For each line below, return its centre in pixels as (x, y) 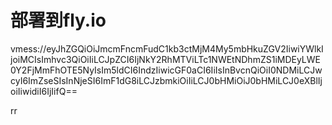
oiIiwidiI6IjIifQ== (44, 91)
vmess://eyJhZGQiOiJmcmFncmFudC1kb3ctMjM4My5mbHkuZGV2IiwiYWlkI (167, 48)
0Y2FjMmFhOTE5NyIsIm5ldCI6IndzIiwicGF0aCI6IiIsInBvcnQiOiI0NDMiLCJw (166, 70)
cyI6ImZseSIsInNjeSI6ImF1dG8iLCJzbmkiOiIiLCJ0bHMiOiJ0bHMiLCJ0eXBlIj (166, 80)
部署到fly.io (58, 20)
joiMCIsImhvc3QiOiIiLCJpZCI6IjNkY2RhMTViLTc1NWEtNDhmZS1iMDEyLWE (165, 59)
